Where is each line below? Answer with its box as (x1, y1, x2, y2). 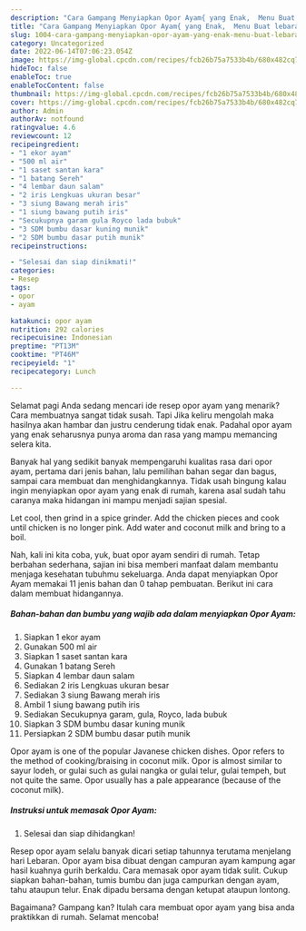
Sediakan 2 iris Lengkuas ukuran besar (23, 679, 170, 690)
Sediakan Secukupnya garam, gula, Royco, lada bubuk (23, 708, 228, 719)
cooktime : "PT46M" (10, 351, 80, 360)
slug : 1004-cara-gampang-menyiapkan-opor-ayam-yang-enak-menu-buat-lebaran (10, 30, 303, 39)
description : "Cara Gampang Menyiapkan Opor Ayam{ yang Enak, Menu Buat (10, 13, 296, 23)
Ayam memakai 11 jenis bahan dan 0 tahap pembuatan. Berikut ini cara (10, 578, 273, 589)
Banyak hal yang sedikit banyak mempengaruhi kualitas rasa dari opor (10, 456, 273, 467)
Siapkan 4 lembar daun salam (23, 669, 135, 681)
